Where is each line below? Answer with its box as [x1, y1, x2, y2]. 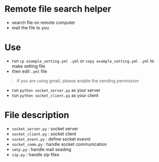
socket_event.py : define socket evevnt [11, 136, 91, 142]
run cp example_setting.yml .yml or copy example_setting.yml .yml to [11, 58, 155, 64]
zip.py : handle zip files [11, 151, 60, 157]
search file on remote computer [11, 20, 76, 25]
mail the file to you [11, 24, 49, 30]
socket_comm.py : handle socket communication [11, 141, 107, 147]
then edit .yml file [11, 68, 47, 74]
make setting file [11, 63, 45, 69]
